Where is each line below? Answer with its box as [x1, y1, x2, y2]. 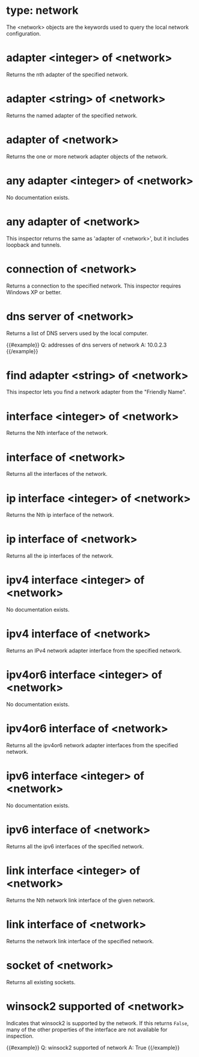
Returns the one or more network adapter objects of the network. [6, 153, 168, 160]
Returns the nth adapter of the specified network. [6, 70, 129, 78]
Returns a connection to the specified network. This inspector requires [6, 282, 182, 289]
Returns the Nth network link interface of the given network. [6, 896, 155, 904]
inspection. [6, 1032, 34, 1040]
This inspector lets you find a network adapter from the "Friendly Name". [6, 389, 186, 396]
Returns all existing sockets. [6, 978, 76, 985]
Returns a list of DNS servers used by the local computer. [6, 329, 148, 337]
